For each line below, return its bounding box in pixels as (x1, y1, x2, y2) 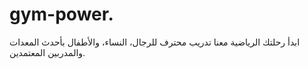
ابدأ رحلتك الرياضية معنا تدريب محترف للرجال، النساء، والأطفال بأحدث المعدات (9, 36, 301, 48)
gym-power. (9, 3, 114, 26)
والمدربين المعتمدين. (9, 46, 86, 58)
